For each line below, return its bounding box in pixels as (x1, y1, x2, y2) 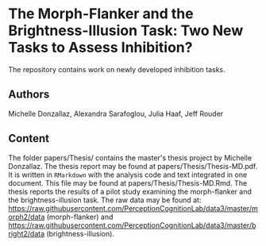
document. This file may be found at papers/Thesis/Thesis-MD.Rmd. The (8, 178, 248, 187)
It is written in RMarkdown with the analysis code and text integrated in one (8, 170, 248, 179)
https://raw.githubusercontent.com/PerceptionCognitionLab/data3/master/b (8, 220, 256, 230)
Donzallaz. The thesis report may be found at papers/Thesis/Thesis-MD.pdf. (8, 161, 258, 171)
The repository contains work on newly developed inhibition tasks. (8, 64, 226, 74)
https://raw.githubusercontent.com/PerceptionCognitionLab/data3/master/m (8, 203, 258, 213)
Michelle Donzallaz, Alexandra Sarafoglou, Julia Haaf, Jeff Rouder (8, 109, 224, 118)
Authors (8, 88, 50, 102)
